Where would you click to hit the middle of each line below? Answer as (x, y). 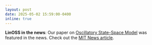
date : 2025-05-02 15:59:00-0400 (38, 14)
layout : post (18, 10)
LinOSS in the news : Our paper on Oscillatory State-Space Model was (76, 33)
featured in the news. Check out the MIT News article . (60, 38)
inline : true (18, 19)
